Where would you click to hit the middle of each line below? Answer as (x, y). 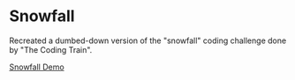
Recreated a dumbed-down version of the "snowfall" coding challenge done (148, 40)
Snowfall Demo (37, 67)
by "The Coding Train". (51, 49)
